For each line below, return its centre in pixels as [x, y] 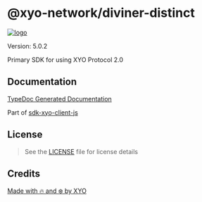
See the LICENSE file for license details [81, 151]
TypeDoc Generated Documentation [60, 99]
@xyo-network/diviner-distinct [101, 13]
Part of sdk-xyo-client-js [43, 112]
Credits [24, 173]
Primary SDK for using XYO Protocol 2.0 [65, 59]
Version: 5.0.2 [27, 46]
